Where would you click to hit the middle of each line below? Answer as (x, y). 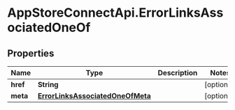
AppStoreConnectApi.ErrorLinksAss (115, 13)
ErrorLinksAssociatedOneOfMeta (94, 96)
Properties (31, 53)
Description (178, 73)
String (48, 85)
